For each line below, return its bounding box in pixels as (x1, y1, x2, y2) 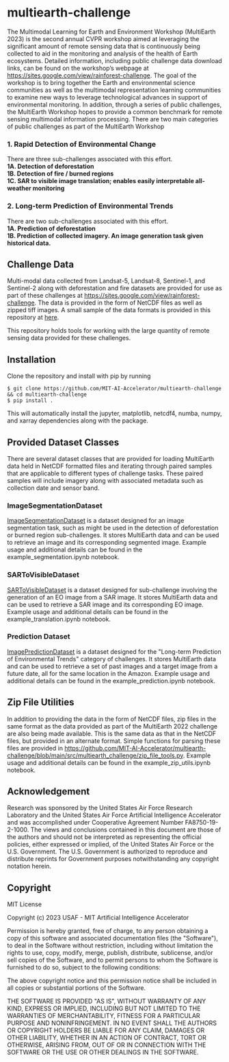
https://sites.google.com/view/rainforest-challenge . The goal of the (7, 71, 197, 80)
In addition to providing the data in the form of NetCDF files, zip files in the (7, 715, 217, 723)
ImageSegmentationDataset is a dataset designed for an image (7, 517, 185, 525)
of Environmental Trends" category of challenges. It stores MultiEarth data (7, 654, 217, 663)
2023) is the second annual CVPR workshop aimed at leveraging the (7, 34, 200, 43)
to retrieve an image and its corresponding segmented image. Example (7, 539, 206, 547)
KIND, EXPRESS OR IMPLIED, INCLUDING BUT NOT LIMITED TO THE (7, 1004, 201, 1013)
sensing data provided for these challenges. (7, 334, 131, 342)
